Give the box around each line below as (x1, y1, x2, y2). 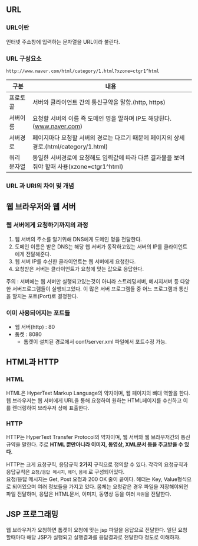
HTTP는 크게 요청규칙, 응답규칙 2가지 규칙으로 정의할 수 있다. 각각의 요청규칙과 (6, 461, 188, 468)
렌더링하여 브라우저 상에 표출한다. (12, 404, 90, 411)
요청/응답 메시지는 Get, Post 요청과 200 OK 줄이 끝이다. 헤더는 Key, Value (6, 476, 178, 483)
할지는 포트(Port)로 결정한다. (12, 292, 78, 299)
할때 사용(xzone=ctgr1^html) (45, 162, 124, 170)
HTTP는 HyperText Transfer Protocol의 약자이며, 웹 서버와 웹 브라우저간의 (6, 433, 180, 440)
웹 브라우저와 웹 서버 (6, 202, 76, 212)
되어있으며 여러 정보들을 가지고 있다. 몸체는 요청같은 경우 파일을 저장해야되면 (12, 483, 189, 490)
